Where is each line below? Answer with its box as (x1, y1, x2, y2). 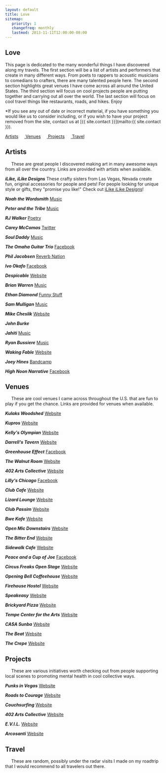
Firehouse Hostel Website (5, 583, 59, 589)
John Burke (5, 320, 30, 326)
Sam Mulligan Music (5, 301, 48, 307)
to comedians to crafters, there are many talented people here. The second (5, 77, 158, 83)
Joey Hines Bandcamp (5, 359, 52, 364)
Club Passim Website (5, 506, 49, 512)
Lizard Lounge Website (5, 497, 53, 502)
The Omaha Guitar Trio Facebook (5, 243, 75, 250)
